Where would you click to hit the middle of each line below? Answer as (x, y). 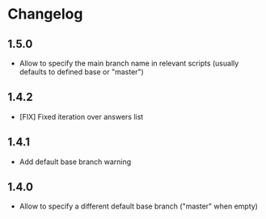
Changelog (45, 14)
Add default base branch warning (75, 162)
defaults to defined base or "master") (82, 72)
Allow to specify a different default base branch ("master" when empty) (138, 206)
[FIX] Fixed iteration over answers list (81, 116)
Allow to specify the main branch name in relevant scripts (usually (129, 63)
